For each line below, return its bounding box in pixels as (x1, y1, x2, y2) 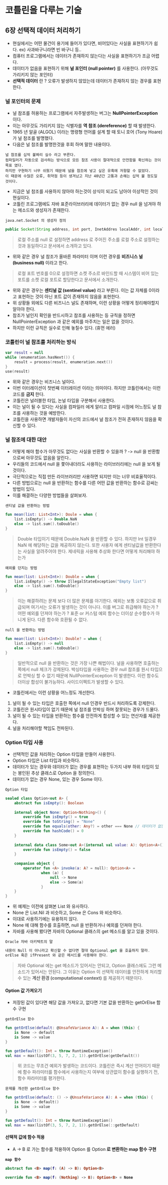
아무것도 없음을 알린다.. (25, 455, 71, 461)
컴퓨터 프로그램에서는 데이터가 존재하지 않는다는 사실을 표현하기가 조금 (12, 53, 150, 59)
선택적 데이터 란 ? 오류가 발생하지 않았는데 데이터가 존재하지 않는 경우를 (12, 78, 152, 84)
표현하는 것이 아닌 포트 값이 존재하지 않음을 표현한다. (17, 293, 121, 300)
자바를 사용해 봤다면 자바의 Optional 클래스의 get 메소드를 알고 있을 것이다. (12, 929, 159, 935)
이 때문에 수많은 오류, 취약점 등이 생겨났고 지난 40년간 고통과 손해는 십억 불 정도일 (5, 174, 157, 179)
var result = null (5, 350, 43, 356)
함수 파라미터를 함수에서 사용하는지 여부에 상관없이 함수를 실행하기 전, (22, 1069, 159, 1075)
